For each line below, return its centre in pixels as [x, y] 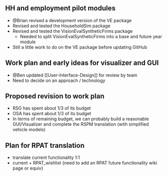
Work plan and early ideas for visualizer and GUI [82, 63]
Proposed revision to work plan [55, 96]
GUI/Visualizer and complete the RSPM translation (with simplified [80, 124]
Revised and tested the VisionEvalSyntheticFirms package [72, 31]
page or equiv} [28, 168]
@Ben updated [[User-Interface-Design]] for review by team [75, 75]
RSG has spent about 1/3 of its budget [52, 108]
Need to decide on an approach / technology [59, 80]
